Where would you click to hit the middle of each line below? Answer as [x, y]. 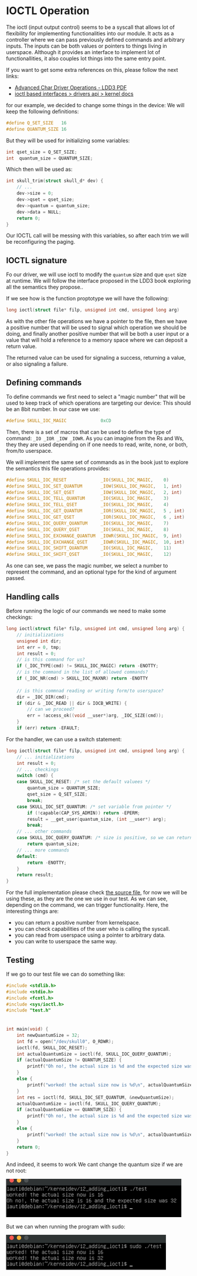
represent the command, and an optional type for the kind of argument [91, 572]
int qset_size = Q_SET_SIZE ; [42, 152]
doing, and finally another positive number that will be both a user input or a [98, 334]
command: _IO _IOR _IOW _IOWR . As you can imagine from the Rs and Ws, [95, 438]
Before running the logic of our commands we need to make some [86, 611]
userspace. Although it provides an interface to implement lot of [83, 52]
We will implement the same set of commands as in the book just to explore [97, 462]
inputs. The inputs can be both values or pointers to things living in [86, 46]
